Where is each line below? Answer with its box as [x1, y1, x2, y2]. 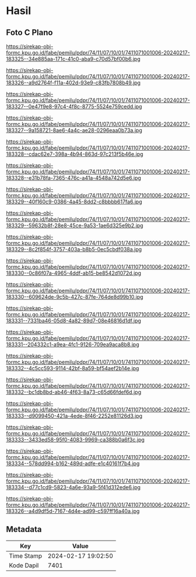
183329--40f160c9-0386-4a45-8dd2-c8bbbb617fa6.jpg [6, 198, 142, 205]
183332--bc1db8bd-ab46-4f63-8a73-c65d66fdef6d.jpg [6, 388, 142, 395]
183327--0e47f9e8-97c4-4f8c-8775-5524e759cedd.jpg [6, 103, 142, 110]
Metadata [6, 524, 42, 534]
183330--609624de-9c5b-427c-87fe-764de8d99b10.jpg [6, 293, 143, 300]
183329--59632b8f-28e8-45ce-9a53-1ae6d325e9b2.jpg [6, 222, 143, 229]
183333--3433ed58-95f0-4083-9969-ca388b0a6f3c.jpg [6, 436, 145, 443]
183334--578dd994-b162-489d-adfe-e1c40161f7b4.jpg [6, 460, 140, 467]
